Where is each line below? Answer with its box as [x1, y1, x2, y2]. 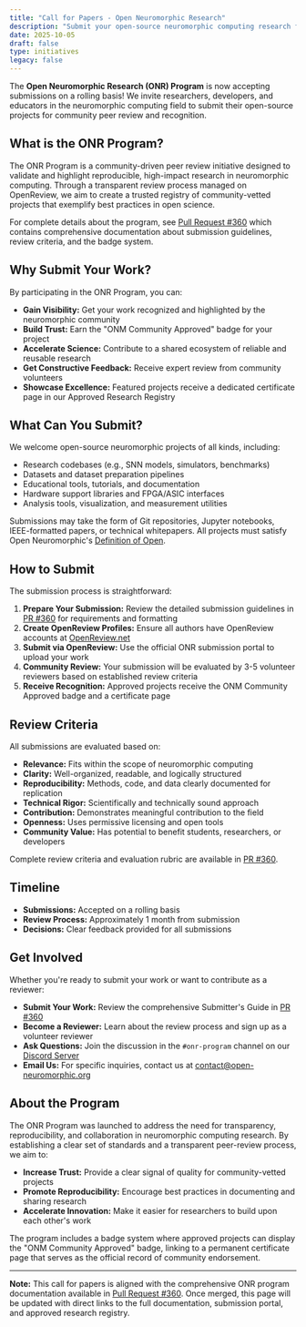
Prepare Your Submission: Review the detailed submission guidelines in [22, 603, 294, 615]
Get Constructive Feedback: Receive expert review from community [22, 362, 281, 373]
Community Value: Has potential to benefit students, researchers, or [22, 826, 282, 838]
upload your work [22, 652, 89, 663]
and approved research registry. [9, 1307, 130, 1318]
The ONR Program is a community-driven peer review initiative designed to [9, 160, 291, 171]
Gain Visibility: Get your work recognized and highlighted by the [22, 304, 266, 315]
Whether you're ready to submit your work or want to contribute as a [9, 974, 268, 985]
